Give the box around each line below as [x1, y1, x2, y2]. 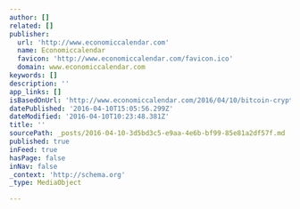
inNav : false [9, 162, 58, 171]
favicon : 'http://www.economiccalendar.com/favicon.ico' [17, 54, 234, 63]
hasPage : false [9, 153, 66, 163]
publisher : [9, 29, 50, 38]
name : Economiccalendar [17, 46, 105, 55]
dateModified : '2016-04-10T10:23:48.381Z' [9, 112, 170, 121]
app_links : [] [9, 87, 62, 96]
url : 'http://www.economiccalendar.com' [17, 37, 170, 47]
